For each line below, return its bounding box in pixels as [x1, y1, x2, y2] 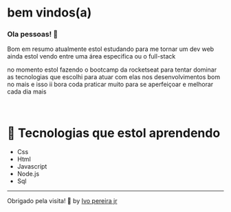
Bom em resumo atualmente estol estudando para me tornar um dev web [7, 45, 214, 53]
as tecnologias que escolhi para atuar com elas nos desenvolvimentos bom [7, 73, 221, 81]
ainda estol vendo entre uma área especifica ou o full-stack [7, 52, 176, 61]
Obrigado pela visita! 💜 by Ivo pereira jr [7, 197, 118, 205]
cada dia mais [7, 87, 47, 96]
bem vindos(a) [7, 5, 92, 21]
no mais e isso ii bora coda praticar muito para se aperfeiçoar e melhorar [7, 81, 214, 89]
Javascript [16, 162, 47, 171]
